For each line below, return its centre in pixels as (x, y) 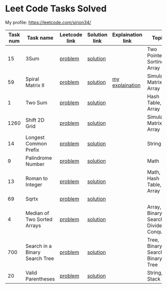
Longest (35, 137)
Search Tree (40, 258)
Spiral (32, 79)
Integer (34, 184)
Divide (155, 225)
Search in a (39, 246)
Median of (38, 213)
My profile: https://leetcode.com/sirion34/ (48, 22)
